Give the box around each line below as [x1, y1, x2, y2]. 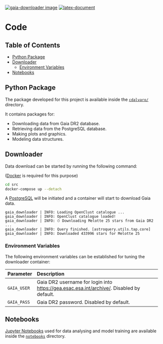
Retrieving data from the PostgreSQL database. [12, 126, 107, 132]
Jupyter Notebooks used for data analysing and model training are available [5, 328, 157, 334]
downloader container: [5, 259, 50, 265]
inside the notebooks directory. [5, 333, 66, 339]
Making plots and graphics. [12, 131, 67, 136]
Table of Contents [5, 41, 61, 49]
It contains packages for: [5, 111, 55, 117]
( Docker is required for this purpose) [5, 172, 78, 178]
